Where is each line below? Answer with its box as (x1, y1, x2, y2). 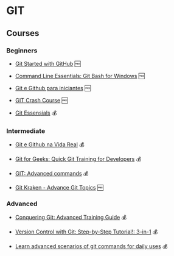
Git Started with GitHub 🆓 (15, 60, 81, 67)
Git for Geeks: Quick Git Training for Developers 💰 (15, 155, 142, 163)
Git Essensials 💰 (15, 109, 57, 116)
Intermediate (6, 126, 46, 135)
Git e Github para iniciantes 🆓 (15, 84, 91, 91)
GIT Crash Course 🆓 (15, 96, 68, 104)
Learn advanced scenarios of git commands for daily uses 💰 (15, 243, 168, 250)
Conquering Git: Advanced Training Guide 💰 (15, 214, 127, 221)
